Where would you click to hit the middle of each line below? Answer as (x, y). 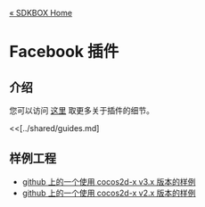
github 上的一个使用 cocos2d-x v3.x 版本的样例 (109, 181)
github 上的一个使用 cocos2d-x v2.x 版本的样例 (109, 193)
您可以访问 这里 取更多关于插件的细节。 (82, 110)
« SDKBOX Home (41, 13)
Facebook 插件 (64, 52)
